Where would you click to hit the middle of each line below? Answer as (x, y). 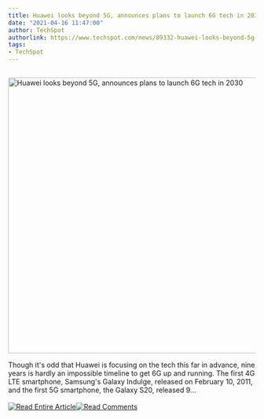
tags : (17, 45)
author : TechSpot (37, 30)
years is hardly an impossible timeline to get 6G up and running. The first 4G (132, 373)
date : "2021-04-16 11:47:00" (56, 23)
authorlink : (27, 37)
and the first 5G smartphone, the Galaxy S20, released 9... (102, 390)
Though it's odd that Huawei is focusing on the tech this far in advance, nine (132, 365)
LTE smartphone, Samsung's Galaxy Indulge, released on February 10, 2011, (130, 382)
